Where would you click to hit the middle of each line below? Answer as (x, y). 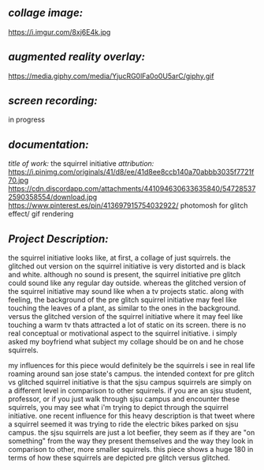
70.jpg (19, 180)
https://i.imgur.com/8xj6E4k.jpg (59, 32)
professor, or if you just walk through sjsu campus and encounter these (124, 399)
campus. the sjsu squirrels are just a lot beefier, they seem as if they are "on (132, 433)
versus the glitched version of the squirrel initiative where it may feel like (126, 317)
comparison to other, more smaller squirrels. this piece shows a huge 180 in (131, 449)
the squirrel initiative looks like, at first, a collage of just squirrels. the (119, 258)
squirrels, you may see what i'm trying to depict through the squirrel (118, 408)
